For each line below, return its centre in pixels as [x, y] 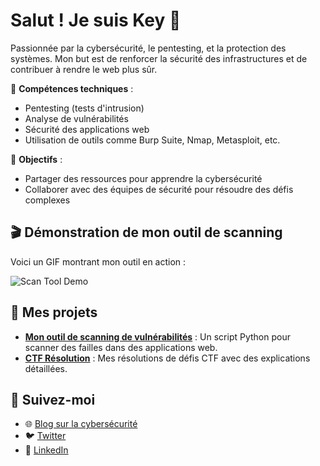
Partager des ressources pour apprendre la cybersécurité [143, 178]
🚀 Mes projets [54, 312]
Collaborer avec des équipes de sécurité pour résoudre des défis [159, 189]
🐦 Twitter [45, 436]
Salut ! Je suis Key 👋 [96, 20]
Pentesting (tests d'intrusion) [84, 108]
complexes [47, 200]
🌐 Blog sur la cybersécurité [81, 424]
